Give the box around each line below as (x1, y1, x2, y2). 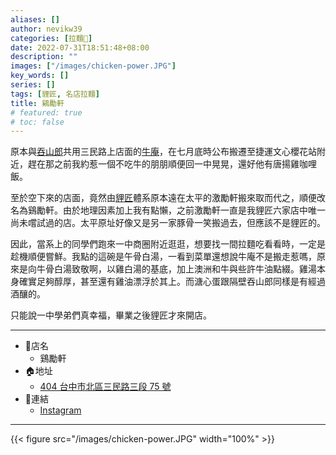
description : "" (10, 52, 78, 62)
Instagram (39, 404, 82, 416)
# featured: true (10, 107, 83, 118)
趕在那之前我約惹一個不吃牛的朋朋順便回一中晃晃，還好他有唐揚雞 (27, 158, 300, 170)
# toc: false (10, 117, 65, 127)
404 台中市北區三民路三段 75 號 (39, 381, 172, 393)
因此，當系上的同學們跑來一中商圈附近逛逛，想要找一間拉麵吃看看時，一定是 (10, 238, 326, 250)
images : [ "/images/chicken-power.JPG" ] (10, 61, 177, 71)
